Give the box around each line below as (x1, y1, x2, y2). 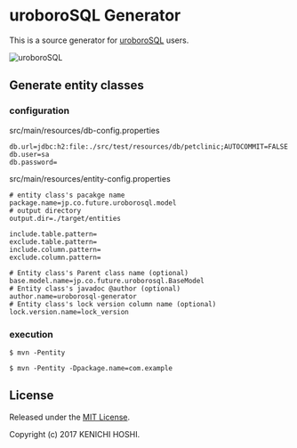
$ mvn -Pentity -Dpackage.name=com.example (9, 363, 173, 372)
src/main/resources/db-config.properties (9, 125, 160, 135)
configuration (9, 104, 70, 117)
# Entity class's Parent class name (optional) (9, 268, 189, 277)
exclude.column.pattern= (9, 253, 101, 262)
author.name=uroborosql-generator (9, 291, 138, 301)
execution (9, 328, 53, 340)
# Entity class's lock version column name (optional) (9, 299, 217, 308)
